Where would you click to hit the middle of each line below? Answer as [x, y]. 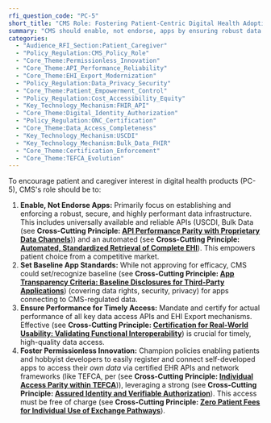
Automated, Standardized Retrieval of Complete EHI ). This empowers [138, 248]
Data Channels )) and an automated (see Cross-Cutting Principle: [130, 239]
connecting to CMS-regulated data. [79, 300]
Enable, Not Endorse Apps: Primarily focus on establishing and [125, 205]
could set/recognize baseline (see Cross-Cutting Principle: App [127, 274]
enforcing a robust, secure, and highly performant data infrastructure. [136, 214]
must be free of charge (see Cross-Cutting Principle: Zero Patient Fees [140, 402]
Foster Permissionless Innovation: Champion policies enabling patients [140, 350]
